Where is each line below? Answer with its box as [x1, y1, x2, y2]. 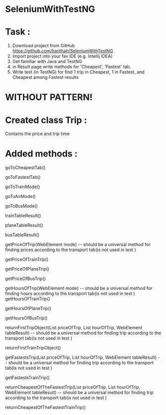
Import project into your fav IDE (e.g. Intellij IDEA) [12, 53, 113, 59]
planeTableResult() [5, 222, 44, 228]
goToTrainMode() [5, 184, 41, 190]
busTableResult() [5, 232, 40, 238]
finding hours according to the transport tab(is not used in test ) [5, 290, 135, 296]
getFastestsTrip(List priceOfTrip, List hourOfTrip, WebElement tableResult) [5, 354, 157, 360]
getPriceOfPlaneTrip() [5, 266, 50, 272]
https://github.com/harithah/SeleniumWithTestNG [12, 48, 113, 54]
